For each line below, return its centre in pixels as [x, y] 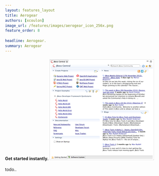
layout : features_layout [30, 10]
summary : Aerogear [23, 46]
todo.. [11, 169]
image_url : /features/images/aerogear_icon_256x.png [59, 26]
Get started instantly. [27, 159]
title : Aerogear [21, 15]
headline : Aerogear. [26, 41]
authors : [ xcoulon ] [25, 20]
